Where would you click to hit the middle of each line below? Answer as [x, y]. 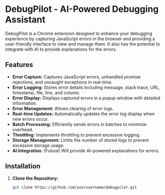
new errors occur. [30, 119]
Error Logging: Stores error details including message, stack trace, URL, [86, 87]
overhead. [23, 130]
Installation [23, 166]
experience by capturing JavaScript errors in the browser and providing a [80, 39]
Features [19, 65]
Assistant [25, 20]
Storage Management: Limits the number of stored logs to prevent [81, 140]
